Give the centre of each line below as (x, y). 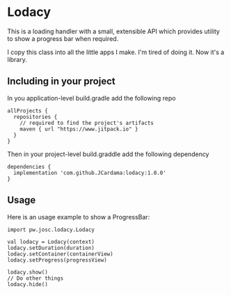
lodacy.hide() (28, 284)
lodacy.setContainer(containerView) (60, 254)
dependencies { (29, 167)
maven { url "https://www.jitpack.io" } (79, 129)
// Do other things (35, 278)
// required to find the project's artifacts (87, 123)
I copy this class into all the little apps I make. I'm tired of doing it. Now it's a (116, 52)
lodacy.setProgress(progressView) (57, 260)
